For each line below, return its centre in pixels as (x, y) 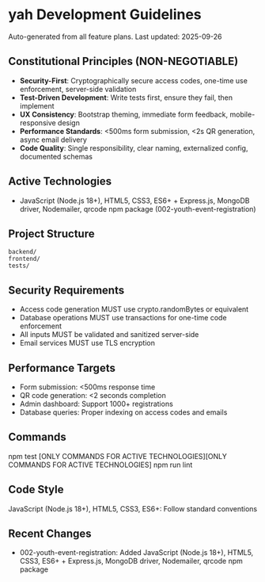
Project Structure (51, 234)
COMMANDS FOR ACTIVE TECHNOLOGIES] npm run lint (100, 465)
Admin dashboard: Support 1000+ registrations (97, 404)
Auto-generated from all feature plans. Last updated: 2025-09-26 (115, 36)
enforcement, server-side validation (78, 89)
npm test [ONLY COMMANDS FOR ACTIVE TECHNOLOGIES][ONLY (117, 456)
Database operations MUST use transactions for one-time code (123, 318)
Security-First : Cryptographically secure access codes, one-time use (133, 80)
